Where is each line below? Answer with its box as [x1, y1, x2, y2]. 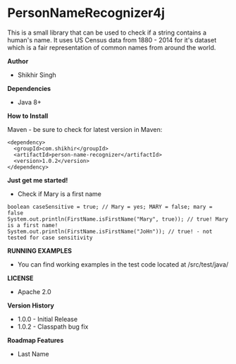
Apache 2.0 [17, 287, 51, 296]
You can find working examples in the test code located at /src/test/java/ [17, 260, 229, 269]
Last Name [17, 349, 49, 358]
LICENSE [7, 274, 34, 282]
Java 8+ [17, 97, 42, 107]
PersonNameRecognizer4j [7, 5, 166, 21]
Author [7, 56, 29, 65]
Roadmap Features [7, 336, 64, 344]
